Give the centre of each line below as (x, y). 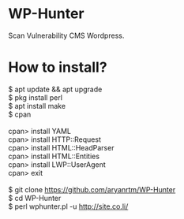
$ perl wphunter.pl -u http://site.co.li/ (68, 206)
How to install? (58, 67)
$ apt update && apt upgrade (55, 89)
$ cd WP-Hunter (35, 198)
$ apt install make (37, 106)
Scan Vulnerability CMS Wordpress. (66, 35)
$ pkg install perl (36, 97)
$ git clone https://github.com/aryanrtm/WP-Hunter (92, 189)
